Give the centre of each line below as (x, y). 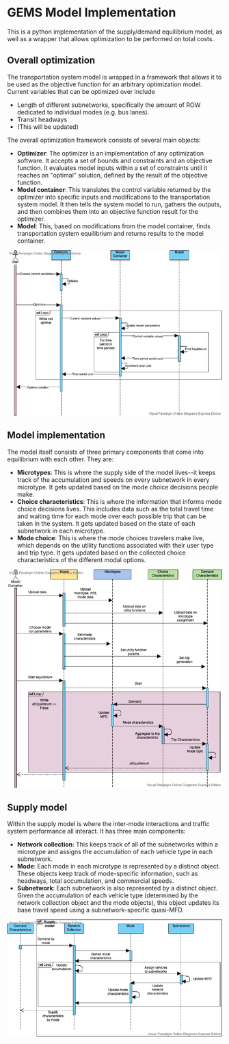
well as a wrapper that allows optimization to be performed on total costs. (110, 38)
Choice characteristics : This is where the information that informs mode (119, 501)
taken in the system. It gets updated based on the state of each (106, 523)
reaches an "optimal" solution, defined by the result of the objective (112, 175)
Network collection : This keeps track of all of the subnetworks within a (118, 845)
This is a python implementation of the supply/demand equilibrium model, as (115, 32)
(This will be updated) (48, 126)
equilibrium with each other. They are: (60, 459)
